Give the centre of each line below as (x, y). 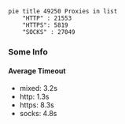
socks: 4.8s (38, 114)
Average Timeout (37, 70)
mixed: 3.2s (38, 88)
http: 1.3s (34, 97)
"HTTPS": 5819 (45, 25)
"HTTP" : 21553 (47, 18)
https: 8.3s (37, 105)
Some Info (28, 51)
